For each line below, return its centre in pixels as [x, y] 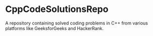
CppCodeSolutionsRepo [57, 9]
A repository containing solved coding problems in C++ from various [76, 23]
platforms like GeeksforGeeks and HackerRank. [55, 28]
